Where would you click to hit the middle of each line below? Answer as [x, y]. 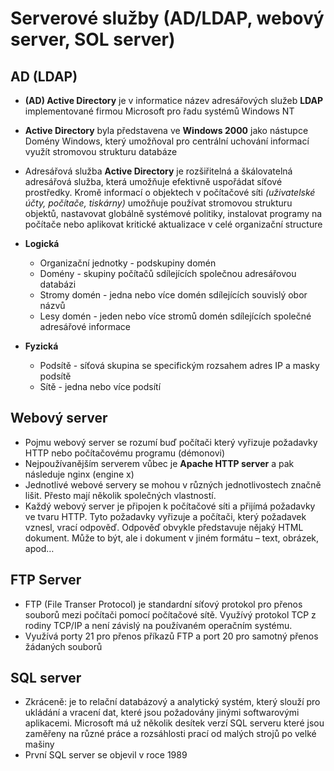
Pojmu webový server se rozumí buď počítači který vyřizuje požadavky [171, 442]
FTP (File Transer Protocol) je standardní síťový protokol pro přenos [163, 604]
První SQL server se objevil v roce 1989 [106, 755]
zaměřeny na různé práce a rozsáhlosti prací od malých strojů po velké [170, 734]
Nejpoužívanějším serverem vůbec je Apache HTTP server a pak [159, 463]
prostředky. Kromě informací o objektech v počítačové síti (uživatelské [170, 192]
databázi [58, 284]
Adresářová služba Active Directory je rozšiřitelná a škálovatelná [158, 171]
